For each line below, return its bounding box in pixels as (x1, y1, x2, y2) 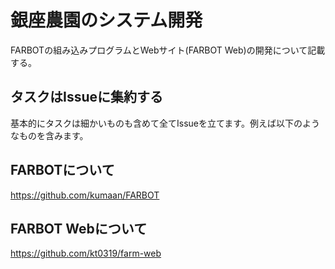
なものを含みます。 (10, 129, 89, 141)
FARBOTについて (10, 162, 115, 179)
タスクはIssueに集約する (10, 89, 164, 106)
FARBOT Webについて (10, 220, 148, 237)
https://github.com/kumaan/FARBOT (10, 189, 160, 201)
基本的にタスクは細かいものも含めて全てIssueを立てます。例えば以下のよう (10, 117, 320, 129)
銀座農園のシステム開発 (10, 9, 203, 32)
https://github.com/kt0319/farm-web (10, 247, 162, 260)
